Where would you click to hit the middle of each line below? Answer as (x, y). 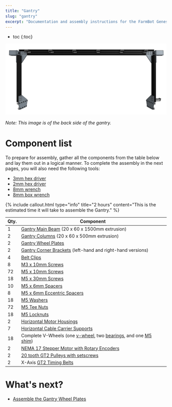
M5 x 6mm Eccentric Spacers (52, 293)
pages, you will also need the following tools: (53, 168)
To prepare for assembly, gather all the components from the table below (82, 157)
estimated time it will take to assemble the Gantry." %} (62, 210)
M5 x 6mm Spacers (42, 286)
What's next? (34, 384)
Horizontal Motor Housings (49, 321)
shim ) (27, 341)
